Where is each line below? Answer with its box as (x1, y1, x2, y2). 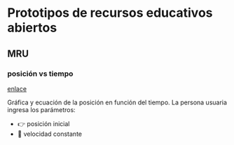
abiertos (7, 20, 57, 36)
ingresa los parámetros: (7, 105, 76, 113)
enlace (7, 84, 27, 92)
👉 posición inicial (17, 119, 70, 127)
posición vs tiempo (7, 69, 74, 78)
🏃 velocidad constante (17, 130, 83, 138)
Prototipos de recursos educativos (7, 5, 213, 21)
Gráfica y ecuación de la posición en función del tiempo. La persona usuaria (7, 98, 228, 106)
